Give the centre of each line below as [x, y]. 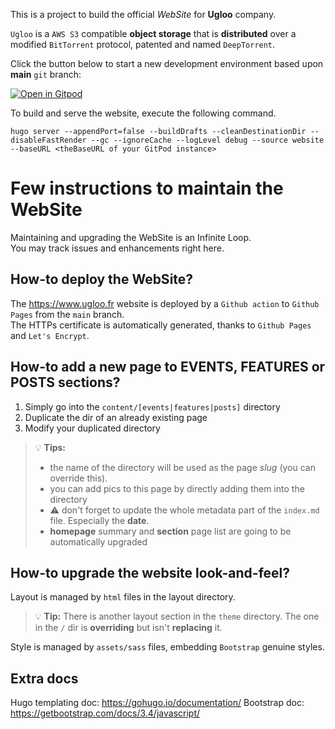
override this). [78, 478]
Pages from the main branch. [67, 314]
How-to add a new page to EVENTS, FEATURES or [168, 367]
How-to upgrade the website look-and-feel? [150, 572]
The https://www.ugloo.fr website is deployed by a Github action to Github [165, 303]
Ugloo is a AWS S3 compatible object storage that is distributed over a [153, 33]
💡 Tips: [50, 447]
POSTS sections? [65, 382]
